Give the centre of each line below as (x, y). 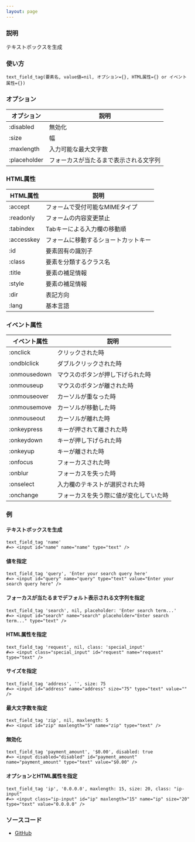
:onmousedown (30, 374)
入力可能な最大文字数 (78, 149)
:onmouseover (29, 396)
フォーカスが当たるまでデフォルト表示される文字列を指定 (75, 598)
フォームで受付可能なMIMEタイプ (92, 207)
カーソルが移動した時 (86, 408)
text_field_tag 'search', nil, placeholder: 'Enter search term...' (91, 610)
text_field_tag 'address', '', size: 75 (56, 684)
